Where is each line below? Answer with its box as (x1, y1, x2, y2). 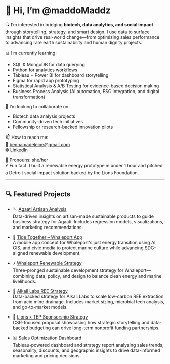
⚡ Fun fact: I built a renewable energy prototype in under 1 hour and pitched (5, 162, 163, 168)
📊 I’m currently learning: (5, 50, 57, 56)
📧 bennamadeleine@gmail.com (5, 141, 70, 147)
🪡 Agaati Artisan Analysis (12, 206, 67, 212)
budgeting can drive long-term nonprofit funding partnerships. (29, 325, 160, 331)
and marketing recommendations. (12, 224, 83, 230)
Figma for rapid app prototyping (12, 77, 79, 83)
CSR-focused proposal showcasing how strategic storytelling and (12, 319, 150, 325)
